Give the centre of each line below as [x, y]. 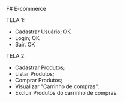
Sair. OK [25, 44]
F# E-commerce [26, 9]
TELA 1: [16, 20]
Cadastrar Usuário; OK [43, 32]
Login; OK [27, 38]
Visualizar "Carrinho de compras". [57, 86]
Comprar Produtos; [39, 80]
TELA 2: [16, 56]
